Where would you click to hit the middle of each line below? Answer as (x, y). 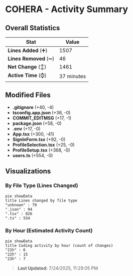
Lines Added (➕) (28, 50)
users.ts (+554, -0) (33, 155)
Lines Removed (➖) (31, 59)
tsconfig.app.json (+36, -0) (41, 112)
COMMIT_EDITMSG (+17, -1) (42, 118)
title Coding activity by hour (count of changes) (59, 245)
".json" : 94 (19, 209)
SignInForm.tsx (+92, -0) (39, 139)
